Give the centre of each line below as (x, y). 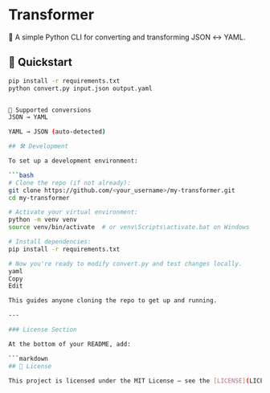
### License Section (43, 330)
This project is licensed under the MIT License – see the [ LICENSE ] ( (129, 381)
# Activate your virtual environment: (73, 212)
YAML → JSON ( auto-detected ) (57, 132)
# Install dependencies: (50, 242)
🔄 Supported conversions (50, 110)
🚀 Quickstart (40, 62)
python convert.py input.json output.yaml (80, 88)
